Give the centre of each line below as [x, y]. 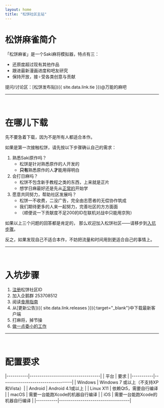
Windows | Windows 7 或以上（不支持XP [118, 382]
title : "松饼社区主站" [26, 14]
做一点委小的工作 [29, 326]
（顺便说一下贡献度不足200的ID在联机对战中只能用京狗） [77, 213]
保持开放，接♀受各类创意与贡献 [44, 77]
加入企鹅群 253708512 [35, 296]
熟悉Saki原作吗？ [29, 158]
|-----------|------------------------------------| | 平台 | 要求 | [67, 376]
